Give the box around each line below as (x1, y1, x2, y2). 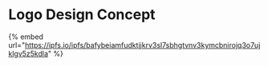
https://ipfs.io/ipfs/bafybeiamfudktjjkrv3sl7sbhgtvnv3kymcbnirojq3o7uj (24, 40, 261, 49)
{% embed (8, 32, 44, 41)
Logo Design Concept (8, 6, 156, 24)
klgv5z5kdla (8, 49, 49, 58)
